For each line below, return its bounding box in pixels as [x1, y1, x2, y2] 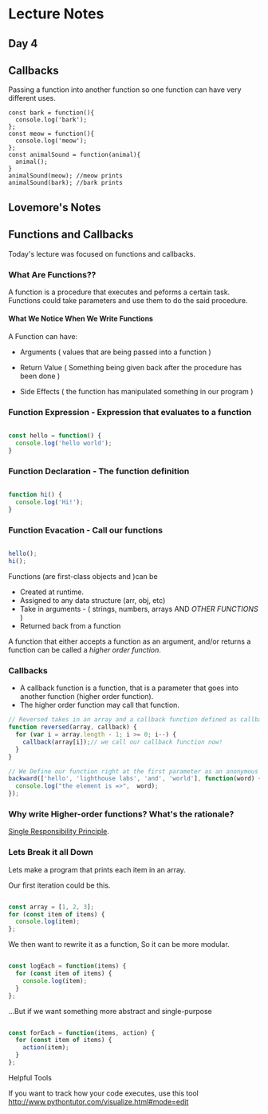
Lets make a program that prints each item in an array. [8, 864, 186, 874]
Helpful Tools [8, 1072, 52, 1082]
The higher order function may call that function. [19, 701, 179, 710]
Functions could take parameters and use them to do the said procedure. [8, 295, 248, 305]
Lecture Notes [8, 5, 104, 23]
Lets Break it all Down [8, 847, 94, 858]
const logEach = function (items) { [8, 962, 127, 970]
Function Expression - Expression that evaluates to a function [8, 407, 252, 418]
